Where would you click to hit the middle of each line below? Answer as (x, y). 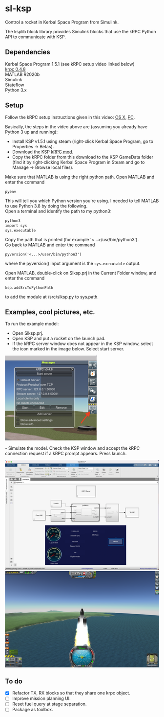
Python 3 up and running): (31, 132)
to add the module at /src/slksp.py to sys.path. (52, 297)
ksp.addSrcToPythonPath (29, 288)
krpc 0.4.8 (15, 69)
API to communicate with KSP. (35, 37)
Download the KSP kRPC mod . (43, 152)
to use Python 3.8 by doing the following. (46, 206)
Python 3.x (16, 90)
